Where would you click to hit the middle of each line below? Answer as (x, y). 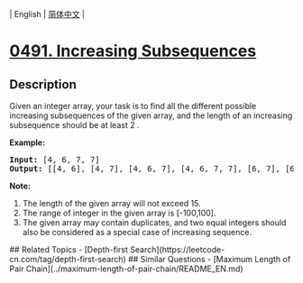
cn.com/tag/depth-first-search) (68, 259)
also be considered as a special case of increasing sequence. (137, 232)
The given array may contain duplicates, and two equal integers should (154, 223)
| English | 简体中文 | (47, 14)
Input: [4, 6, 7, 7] (55, 160)
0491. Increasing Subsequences (133, 51)
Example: (28, 142)
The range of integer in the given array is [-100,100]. (119, 213)
